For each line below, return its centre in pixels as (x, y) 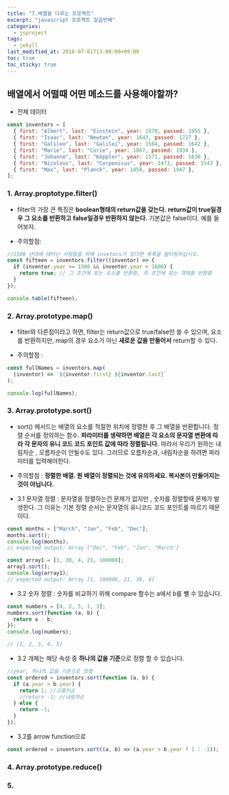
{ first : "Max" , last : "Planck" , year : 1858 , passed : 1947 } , (104, 170)
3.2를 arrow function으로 (51, 736)
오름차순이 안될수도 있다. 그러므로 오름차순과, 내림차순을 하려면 (123, 452)
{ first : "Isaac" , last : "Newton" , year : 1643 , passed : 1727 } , (107, 138)
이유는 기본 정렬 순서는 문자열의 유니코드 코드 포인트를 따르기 (126, 507)
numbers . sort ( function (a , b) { (53, 613)
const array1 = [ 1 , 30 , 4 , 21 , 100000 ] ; (66, 560)
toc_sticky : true (32, 65)
